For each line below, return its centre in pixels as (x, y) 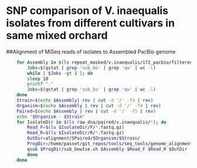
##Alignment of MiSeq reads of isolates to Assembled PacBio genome (91, 51)
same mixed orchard (57, 36)
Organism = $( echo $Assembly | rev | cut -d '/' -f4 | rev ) (89, 106)
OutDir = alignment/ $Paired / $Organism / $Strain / (84, 138)
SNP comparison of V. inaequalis (87, 11)
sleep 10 (38, 79)
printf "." (40, 84)
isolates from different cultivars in (90, 23)
